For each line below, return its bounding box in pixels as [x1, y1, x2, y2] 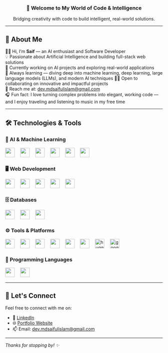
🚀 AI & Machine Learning [5, 136, 66, 143]
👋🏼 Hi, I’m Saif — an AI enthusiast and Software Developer [5, 49, 126, 55]
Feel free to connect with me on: [5, 305, 72, 311]
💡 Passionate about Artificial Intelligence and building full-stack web [5, 54, 146, 60]
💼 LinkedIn [12, 314, 34, 320]
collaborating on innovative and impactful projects [5, 81, 108, 87]
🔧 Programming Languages [5, 256, 72, 263]
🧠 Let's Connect [5, 291, 56, 300]
